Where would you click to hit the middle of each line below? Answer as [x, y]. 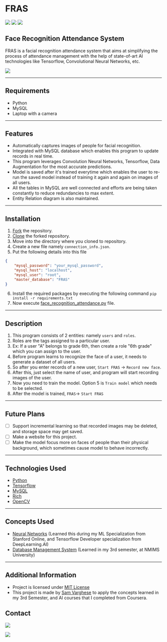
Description [24, 323]
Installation [23, 219]
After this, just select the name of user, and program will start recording [85, 372]
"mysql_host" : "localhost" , [43, 270]
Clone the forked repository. [41, 236]
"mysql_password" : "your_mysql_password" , [59, 266]
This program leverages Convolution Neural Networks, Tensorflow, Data [86, 162]
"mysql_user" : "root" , [38, 275]
